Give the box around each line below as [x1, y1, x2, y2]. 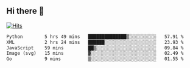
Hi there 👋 [6, 6, 44, 16]
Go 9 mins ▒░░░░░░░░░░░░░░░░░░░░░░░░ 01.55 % [6, 56, 184, 62]
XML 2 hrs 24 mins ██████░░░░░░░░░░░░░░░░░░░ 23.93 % [6, 39, 184, 45]
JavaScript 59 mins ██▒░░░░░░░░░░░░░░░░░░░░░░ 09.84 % [6, 45, 184, 51]
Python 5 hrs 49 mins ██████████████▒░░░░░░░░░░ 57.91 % [6, 34, 184, 40]
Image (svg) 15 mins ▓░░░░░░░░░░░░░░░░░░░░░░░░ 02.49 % [6, 51, 184, 57]
